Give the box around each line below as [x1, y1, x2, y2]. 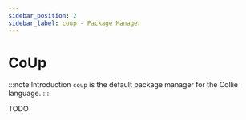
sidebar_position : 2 [8, 11, 78, 20]
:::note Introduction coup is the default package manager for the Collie [8, 80, 239, 90]
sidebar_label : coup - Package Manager [8, 19, 142, 27]
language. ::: [8, 89, 50, 98]
